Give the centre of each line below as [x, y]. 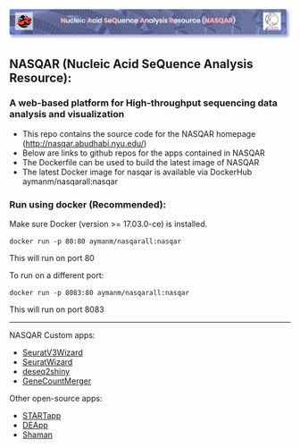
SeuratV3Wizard [52, 352]
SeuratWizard [47, 362]
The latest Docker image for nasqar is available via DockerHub [137, 172]
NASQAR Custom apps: [52, 335]
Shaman [37, 435]
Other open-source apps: [56, 399]
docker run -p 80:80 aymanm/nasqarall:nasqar [95, 241]
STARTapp [42, 416]
